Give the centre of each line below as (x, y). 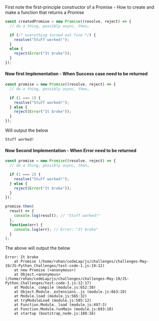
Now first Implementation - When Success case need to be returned (77, 74)
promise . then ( (20, 207)
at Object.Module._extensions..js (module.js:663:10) (70, 292)
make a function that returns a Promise (45, 12)
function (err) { (26, 225)
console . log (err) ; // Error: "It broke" (56, 229)
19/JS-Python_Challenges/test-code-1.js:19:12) (55, 266)
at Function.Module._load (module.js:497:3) (60, 305)
